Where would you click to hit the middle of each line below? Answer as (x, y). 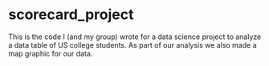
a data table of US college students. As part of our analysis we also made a (132, 45)
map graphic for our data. (51, 53)
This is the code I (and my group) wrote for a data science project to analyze (135, 37)
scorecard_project (71, 15)
